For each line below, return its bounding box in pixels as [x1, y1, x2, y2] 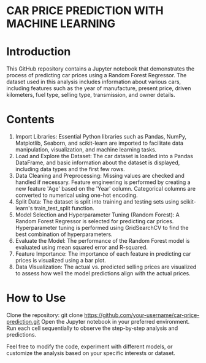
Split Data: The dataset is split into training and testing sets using [15, 198, 180, 205]
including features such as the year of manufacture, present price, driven [6, 85, 191, 92]
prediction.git [6, 318, 40, 325]
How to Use [6, 291, 66, 305]
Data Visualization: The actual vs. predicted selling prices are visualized [15, 263, 197, 270]
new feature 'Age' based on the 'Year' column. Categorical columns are [15, 185, 196, 193]
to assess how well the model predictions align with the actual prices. [15, 270, 191, 277]
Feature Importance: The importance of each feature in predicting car [15, 250, 191, 258]
